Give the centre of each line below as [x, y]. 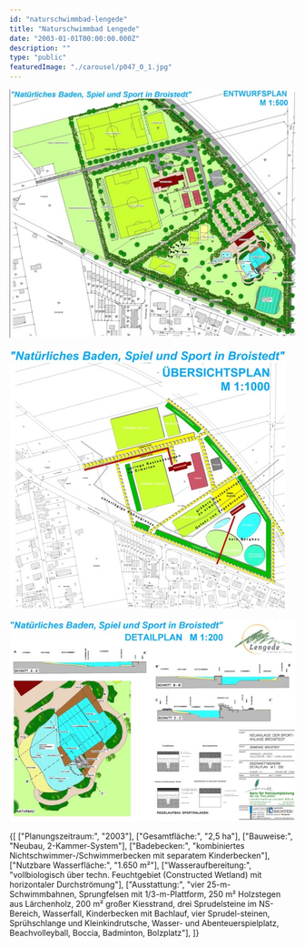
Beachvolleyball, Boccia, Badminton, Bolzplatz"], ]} [104, 932]
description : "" [40, 48]
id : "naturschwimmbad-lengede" [69, 19]
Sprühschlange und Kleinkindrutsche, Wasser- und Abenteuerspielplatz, [144, 922]
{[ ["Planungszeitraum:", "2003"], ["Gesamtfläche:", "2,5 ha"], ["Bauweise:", [151, 836]
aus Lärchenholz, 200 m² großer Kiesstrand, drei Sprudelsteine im [133, 903]
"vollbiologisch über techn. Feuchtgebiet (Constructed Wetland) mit [136, 874]
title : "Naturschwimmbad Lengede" [75, 29]
